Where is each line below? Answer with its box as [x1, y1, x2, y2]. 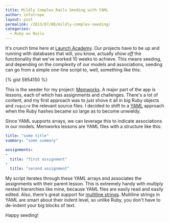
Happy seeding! [5, 212, 39, 218]
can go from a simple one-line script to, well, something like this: [5, 67, 141, 73]
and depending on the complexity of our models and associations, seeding [5, 62, 162, 67]
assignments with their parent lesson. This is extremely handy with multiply [5, 181, 163, 187]
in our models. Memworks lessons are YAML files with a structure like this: [5, 123, 162, 129]
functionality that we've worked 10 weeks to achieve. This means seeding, [5, 56, 162, 62]
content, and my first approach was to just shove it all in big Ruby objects [5, 97, 159, 103]
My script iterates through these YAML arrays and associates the [5, 175, 142, 181]
